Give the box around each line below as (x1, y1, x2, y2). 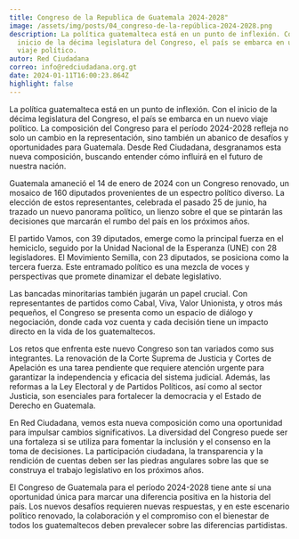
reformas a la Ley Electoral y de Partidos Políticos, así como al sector (9, 380, 263, 392)
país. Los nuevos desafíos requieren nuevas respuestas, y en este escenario (9, 501, 290, 511)
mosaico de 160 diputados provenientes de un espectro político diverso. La (9, 187, 285, 198)
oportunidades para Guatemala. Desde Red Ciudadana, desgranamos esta (9, 142, 282, 152)
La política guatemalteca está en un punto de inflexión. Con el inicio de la (9, 103, 278, 114)
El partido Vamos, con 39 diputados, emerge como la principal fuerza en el (9, 233, 284, 243)
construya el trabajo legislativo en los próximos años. (9, 464, 205, 475)
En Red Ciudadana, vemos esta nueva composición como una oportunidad (9, 417, 283, 428)
